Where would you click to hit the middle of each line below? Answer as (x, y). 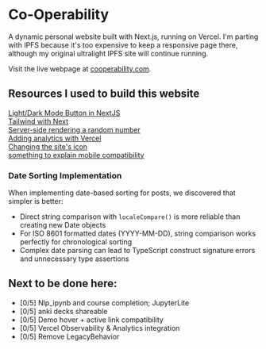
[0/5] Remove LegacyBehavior (69, 336)
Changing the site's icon (48, 146)
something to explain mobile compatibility (76, 155)
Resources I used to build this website (104, 94)
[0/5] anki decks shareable (64, 311)
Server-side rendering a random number (74, 129)
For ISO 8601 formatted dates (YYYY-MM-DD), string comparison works (138, 234)
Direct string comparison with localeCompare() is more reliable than (130, 217)
